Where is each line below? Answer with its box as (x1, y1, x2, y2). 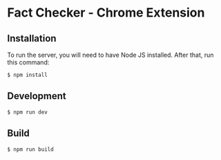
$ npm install (7, 71, 48, 78)
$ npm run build (7, 145, 54, 153)
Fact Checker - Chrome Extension (7, 5, 205, 21)
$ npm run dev (7, 109, 48, 116)
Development (7, 90, 67, 102)
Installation (7, 33, 57, 44)
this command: (7, 58, 50, 66)
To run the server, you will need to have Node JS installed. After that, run (7, 51, 214, 59)
